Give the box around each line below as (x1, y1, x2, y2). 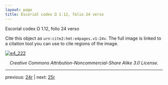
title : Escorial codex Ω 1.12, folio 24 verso (5, 12, 104, 17)
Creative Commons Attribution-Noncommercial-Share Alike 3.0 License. (9, 60, 158, 66)
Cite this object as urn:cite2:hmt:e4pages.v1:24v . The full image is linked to (5, 35, 161, 41)
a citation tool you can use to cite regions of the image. (5, 40, 118, 46)
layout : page (5, 7, 32, 12)
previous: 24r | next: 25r (5, 74, 55, 80)
